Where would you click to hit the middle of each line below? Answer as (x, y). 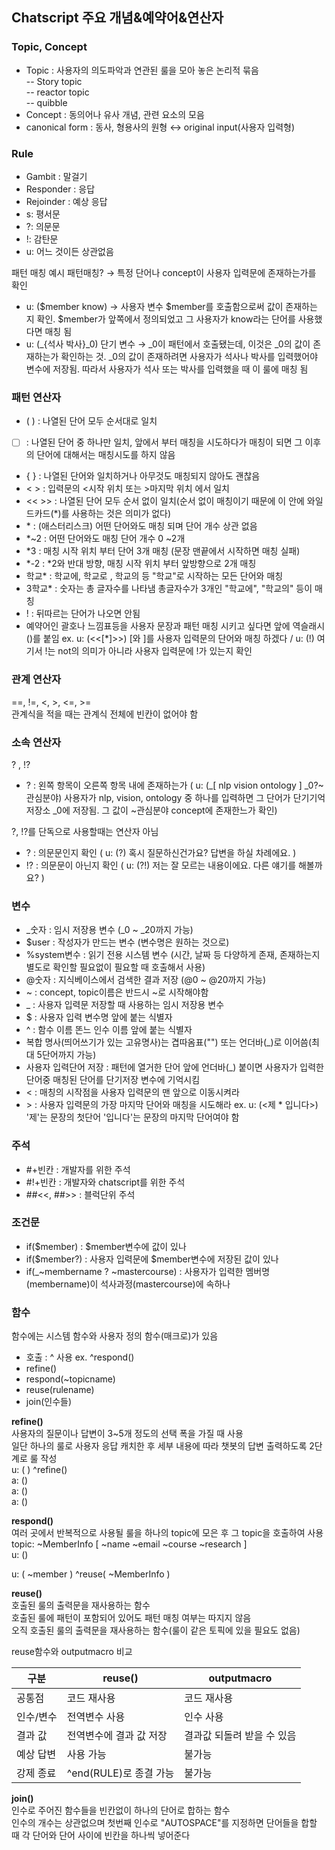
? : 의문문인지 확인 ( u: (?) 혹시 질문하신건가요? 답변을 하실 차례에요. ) (161, 852)
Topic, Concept (49, 47)
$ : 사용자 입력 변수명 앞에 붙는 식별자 (99, 1017)
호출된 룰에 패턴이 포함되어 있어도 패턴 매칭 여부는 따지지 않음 (131, 1618)
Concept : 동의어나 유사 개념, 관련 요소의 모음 (115, 114)
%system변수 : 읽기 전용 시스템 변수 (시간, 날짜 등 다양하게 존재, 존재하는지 (173, 955)
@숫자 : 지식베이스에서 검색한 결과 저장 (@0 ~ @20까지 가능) (146, 980)
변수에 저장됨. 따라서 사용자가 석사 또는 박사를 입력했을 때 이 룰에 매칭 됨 (167, 369)
